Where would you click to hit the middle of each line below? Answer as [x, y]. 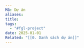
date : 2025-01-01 [23, 33]
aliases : [14, 14]
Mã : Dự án [15, 10]
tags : [11, 24]
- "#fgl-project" [28, 28]
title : [12, 19]
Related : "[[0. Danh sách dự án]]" [42, 38]
